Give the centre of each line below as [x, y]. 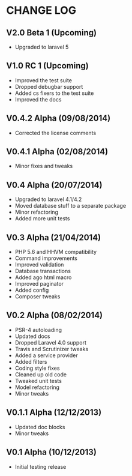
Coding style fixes [37, 368]
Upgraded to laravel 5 [42, 47]
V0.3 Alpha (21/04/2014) [54, 237]
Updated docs [32, 336]
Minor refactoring [37, 212]
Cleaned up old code [41, 374]
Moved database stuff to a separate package [70, 206]
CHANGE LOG [41, 11]
